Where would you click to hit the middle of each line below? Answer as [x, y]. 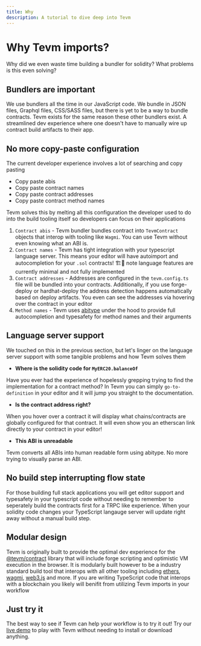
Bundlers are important [51, 89]
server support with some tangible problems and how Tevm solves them [96, 357]
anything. [18, 637]
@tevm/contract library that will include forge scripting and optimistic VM [97, 558]
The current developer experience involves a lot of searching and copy [94, 163]
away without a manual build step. [49, 518]
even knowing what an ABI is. [52, 244]
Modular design [37, 538]
